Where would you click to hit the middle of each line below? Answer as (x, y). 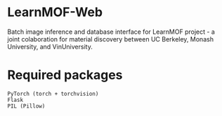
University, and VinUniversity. (50, 46)
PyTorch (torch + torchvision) (53, 94)
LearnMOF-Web (55, 12)
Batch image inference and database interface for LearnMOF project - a (111, 32)
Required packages (65, 75)
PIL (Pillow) (26, 106)
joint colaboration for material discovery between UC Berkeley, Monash (111, 39)
